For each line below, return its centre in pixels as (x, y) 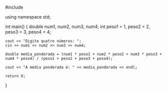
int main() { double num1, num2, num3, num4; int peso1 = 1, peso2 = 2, (78, 26)
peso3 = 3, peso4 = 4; (28, 32)
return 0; (15, 76)
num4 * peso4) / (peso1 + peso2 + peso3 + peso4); (59, 58)
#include (14, 7)
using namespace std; (28, 17)
